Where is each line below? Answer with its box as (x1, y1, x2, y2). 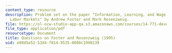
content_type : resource (5, 7, 56, 13)
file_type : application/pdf (5, 26, 66, 31)
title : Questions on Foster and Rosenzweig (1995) (5, 36, 116, 41)
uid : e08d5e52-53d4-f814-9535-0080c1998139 (5, 40, 100, 45)
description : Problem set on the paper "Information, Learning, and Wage (5, 12, 166, 17)
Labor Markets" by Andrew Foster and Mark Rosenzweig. (10, 17, 130, 22)
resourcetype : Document (5, 31, 56, 36)
